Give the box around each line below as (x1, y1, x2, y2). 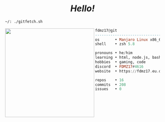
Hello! (70, 3, 95, 14)
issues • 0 (95, 87, 122, 92)
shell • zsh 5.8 (95, 42, 135, 47)
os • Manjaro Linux (95, 37, 148, 42)
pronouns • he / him (95, 50, 133, 55)
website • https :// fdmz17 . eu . (95, 69, 159, 73)
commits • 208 (95, 82, 126, 87)
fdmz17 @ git (95, 28, 117, 33)
